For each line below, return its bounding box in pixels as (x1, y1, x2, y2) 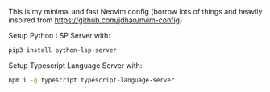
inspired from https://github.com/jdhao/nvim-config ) (8, 15, 183, 25)
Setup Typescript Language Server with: (8, 60, 143, 70)
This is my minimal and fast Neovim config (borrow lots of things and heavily (8, 7, 263, 16)
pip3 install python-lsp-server (8, 46, 117, 54)
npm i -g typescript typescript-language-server (8, 76, 175, 84)
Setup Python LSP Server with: (8, 31, 111, 40)
